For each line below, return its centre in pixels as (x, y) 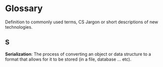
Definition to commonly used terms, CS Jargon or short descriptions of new (82, 22)
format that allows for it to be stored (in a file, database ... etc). (68, 59)
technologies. (19, 27)
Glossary (24, 8)
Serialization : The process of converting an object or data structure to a (78, 54)
